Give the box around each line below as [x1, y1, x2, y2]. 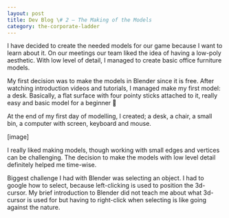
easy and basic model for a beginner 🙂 [7, 99, 117, 107]
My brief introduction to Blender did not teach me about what [28, 188, 202, 197]
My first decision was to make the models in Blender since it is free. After [7, 77, 215, 85]
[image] [7, 133, 30, 141]
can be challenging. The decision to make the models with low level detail [7, 153, 216, 162]
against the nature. [7, 204, 61, 212]
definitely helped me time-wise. [7, 161, 97, 169]
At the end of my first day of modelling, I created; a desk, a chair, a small [7, 112, 212, 120]
